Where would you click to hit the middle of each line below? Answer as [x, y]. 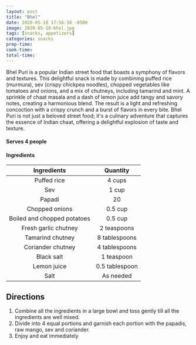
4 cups [117, 180]
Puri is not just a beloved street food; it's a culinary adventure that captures [97, 116]
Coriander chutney [50, 247]
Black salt [50, 257]
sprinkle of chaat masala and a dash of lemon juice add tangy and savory [94, 97]
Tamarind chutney [50, 237]
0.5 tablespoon [117, 266]
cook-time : [19, 50]
